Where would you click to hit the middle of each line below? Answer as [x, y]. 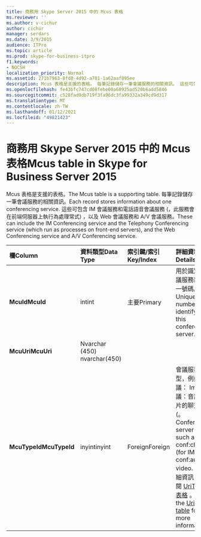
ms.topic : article [29, 51]
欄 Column [24, 256]
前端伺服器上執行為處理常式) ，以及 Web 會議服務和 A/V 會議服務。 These [102, 216]
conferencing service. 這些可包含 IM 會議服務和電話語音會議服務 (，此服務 [98, 209]
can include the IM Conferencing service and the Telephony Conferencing [98, 223]
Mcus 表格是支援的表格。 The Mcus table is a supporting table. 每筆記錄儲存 [100, 194]
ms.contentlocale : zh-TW [37, 106]
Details [186, 260]
